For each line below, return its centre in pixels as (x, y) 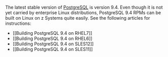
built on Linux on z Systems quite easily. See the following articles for (78, 18)
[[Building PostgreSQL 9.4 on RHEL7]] (52, 33)
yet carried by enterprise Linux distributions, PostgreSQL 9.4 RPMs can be (83, 13)
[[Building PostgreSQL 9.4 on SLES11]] (53, 49)
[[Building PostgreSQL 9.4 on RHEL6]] (52, 38)
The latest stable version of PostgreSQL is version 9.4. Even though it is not (84, 7)
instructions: (18, 23)
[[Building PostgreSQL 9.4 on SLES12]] (53, 44)
